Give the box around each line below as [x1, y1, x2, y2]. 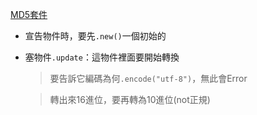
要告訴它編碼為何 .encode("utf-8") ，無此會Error [49, 73, 248, 84]
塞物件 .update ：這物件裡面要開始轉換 [24, 51, 180, 63]
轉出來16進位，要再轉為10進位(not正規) [49, 94, 211, 105]
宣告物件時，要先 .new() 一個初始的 [24, 30, 167, 42]
